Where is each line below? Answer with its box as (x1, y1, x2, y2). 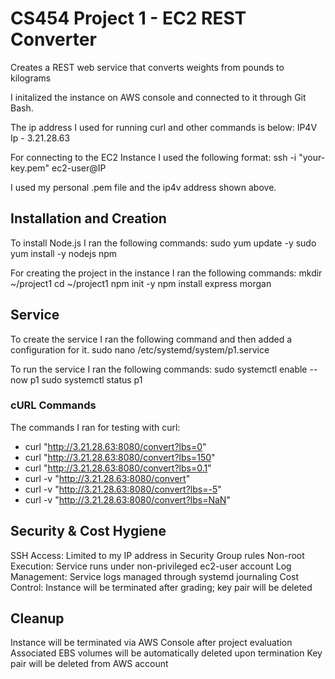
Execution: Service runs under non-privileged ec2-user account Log (10, 560, 292, 572)
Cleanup (10, 610, 65, 627)
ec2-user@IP (51, 162, 107, 174)
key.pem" (10, 162, 50, 174)
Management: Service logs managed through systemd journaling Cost (10, 570, 300, 582)
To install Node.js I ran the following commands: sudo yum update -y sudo (10, 237, 317, 249)
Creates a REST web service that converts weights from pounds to (10, 61, 285, 73)
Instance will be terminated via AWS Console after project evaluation (10, 637, 293, 649)
